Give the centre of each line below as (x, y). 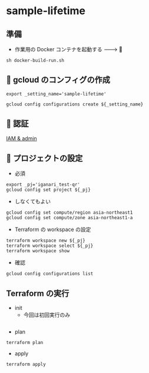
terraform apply (26, 364)
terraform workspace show (38, 251)
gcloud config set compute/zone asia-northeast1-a (69, 218)
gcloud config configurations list (50, 274)
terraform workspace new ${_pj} (46, 241)
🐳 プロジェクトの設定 (44, 158)
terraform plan (25, 343)
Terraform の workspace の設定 (53, 230)
